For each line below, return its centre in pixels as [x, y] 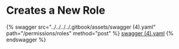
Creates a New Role [56, 10]
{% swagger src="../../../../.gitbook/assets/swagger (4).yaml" [81, 27]
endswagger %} [26, 39]
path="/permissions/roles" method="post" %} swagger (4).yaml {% [90, 33]
